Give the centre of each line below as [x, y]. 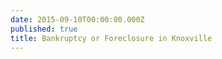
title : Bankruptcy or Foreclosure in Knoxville [111, 38]
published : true [44, 29]
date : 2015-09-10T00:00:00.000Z [77, 19]
